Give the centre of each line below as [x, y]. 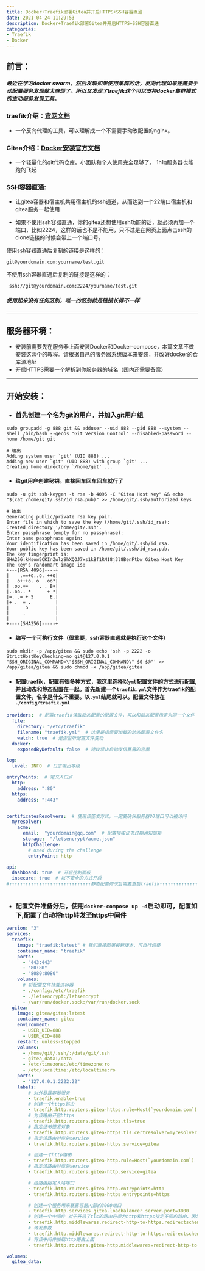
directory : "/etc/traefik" [51, 727]
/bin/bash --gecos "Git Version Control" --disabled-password [103, 433]
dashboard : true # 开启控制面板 [51, 873]
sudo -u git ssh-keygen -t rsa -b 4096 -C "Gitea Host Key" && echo [95, 494]
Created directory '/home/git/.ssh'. [54, 527]
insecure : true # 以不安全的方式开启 [57, 878]
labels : [27, 1087]
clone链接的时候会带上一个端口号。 [60, 237]
